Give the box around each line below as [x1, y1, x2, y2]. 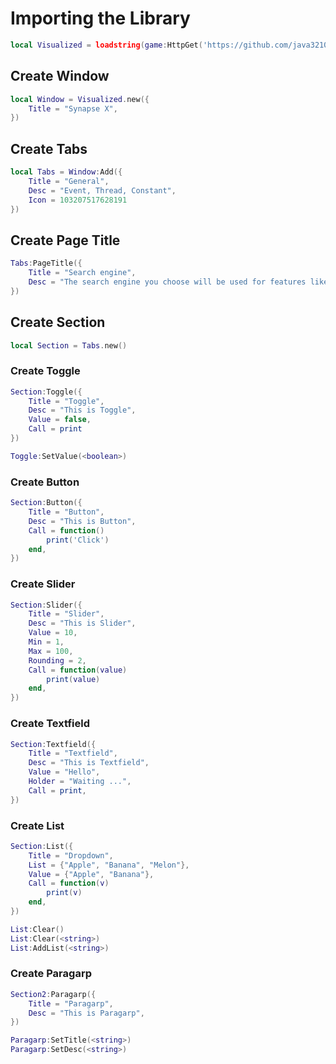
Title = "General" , [28, 176, 110, 186]
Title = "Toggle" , [28, 396, 105, 406]
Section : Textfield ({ [10, 739, 97, 749]
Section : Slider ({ [10, 600, 83, 610]
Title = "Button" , [28, 507, 105, 517]
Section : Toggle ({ [10, 387, 83, 397]
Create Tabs [10, 140, 88, 157]
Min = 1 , [28, 637, 65, 647]
